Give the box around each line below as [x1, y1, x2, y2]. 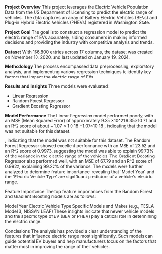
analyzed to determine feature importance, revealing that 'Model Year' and [5, 169, 155, 175]
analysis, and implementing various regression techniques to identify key [5, 69, 151, 75]
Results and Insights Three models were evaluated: [5, 83, 109, 89]
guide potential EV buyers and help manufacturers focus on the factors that [5, 238, 157, 244]
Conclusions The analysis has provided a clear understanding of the [5, 228, 142, 234]
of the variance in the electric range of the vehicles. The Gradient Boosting [5, 153, 155, 159]
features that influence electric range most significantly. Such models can [5, 234, 153, 239]
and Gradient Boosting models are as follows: [5, 194, 96, 199]
